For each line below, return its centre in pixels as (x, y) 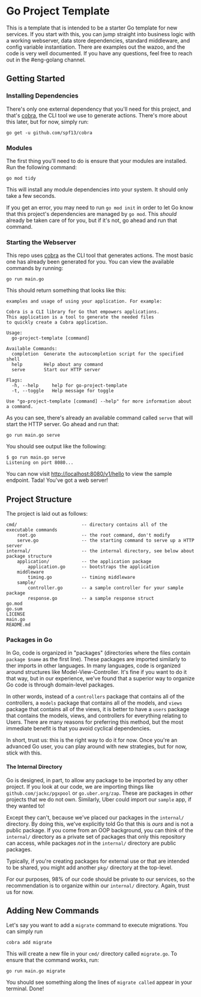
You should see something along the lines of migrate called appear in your (99, 983)
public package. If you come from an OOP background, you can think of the (100, 830)
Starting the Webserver (41, 242)
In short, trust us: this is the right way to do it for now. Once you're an (92, 740)
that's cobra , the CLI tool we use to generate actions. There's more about (97, 115)
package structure (29, 557)
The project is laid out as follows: (47, 514)
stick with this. (24, 753)
